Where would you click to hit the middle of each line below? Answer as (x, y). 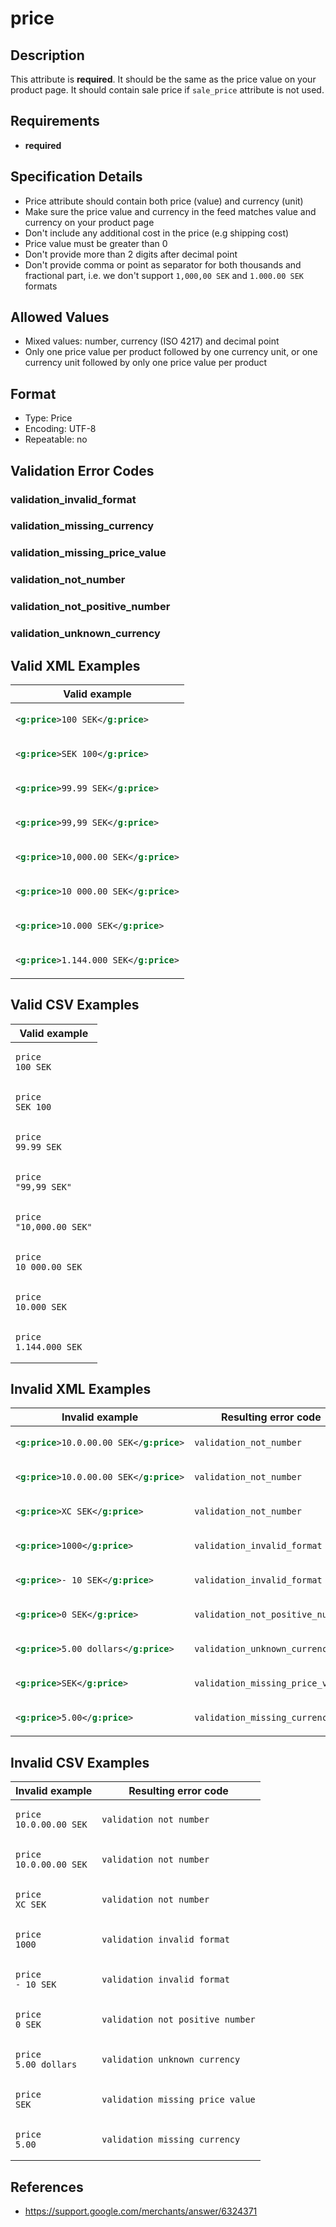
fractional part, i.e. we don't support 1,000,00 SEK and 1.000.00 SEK (164, 275)
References (47, 2187)
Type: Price (48, 418)
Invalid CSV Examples (80, 1762)
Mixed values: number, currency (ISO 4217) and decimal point (152, 341)
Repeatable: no (56, 439)
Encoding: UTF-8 (60, 429)
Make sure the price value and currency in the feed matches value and (170, 211)
